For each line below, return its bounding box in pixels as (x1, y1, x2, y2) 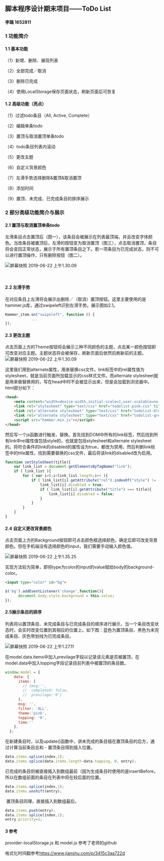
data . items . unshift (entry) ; (5, 789, 62, 793)
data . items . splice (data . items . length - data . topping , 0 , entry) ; (5, 759, 137, 764)
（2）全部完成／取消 (5, 68, 46, 74)
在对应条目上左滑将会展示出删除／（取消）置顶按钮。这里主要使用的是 (5, 296, 146, 302)
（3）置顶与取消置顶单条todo (5, 134, 64, 139)
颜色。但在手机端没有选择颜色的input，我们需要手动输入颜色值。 (5, 544, 135, 549)
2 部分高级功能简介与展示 (5, 209, 65, 216)
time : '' (18, 720, 34, 725)
